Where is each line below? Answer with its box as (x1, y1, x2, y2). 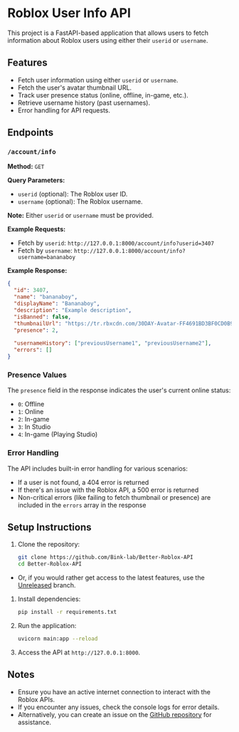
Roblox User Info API (7, 5, 132, 21)
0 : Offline (17, 400, 45, 409)
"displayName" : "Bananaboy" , (14, 300, 100, 308)
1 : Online (17, 407, 44, 416)
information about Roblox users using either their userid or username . (7, 36, 208, 44)
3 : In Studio (17, 422, 51, 432)
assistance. (17, 718, 52, 726)
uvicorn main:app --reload (17, 635, 98, 642)
